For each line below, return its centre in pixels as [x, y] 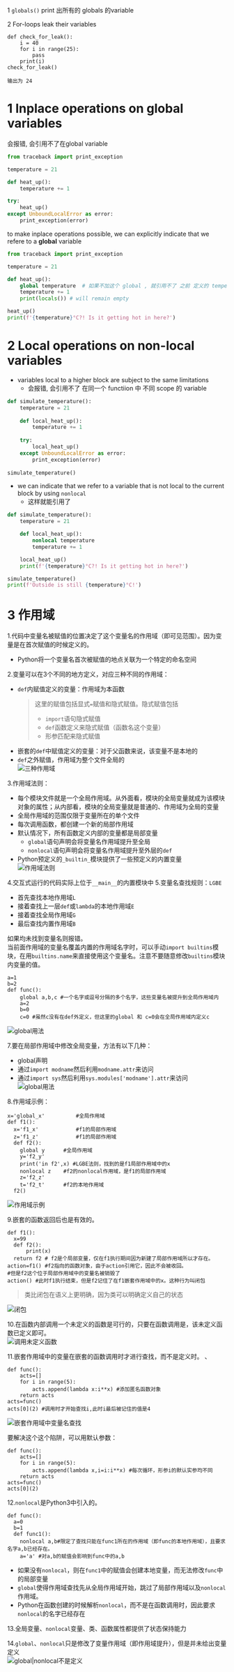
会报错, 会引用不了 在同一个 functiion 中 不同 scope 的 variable [117, 388]
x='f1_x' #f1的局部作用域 [65, 1130]
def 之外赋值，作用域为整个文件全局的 [71, 760]
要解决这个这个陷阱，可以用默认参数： [62, 1438]
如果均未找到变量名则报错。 [47, 939]
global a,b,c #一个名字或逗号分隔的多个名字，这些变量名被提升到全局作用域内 [119, 997]
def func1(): [32, 1534]
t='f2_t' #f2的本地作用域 [62, 1185]
